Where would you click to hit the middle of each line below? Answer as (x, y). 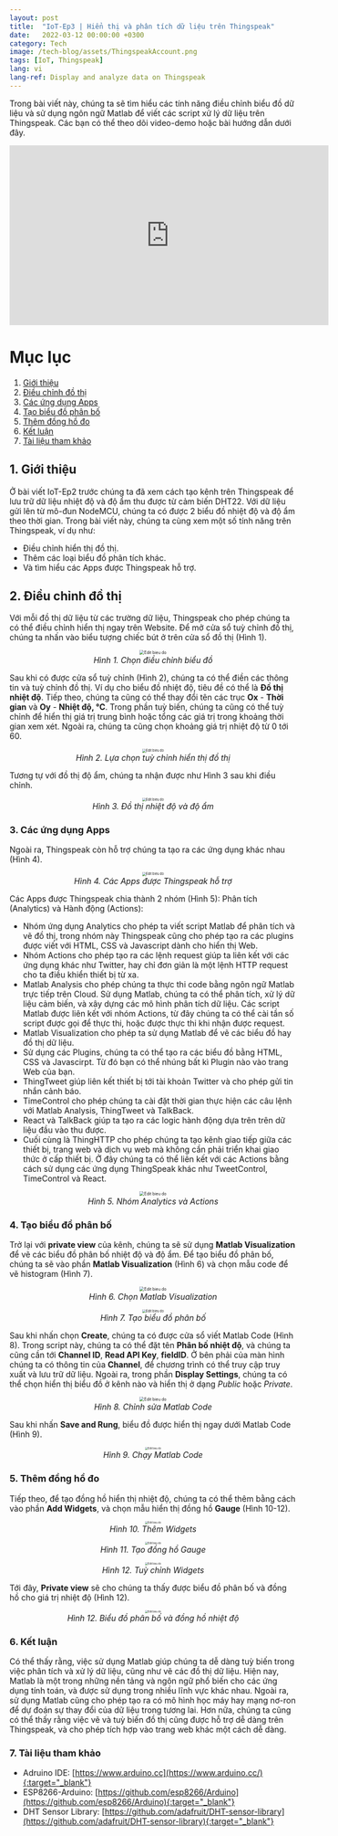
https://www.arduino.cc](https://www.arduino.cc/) (169, 1773)
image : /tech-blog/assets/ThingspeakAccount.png (103, 52)
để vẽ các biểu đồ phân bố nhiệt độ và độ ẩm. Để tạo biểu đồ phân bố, (142, 1255)
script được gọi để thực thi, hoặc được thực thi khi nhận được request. (154, 1023)
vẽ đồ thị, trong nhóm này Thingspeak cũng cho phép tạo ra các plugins (158, 935)
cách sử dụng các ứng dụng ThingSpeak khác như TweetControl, (145, 1168)
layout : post (34, 18)
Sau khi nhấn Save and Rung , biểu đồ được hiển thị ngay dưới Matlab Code (150, 1425)
